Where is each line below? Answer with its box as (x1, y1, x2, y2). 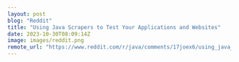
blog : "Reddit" (7, 17, 53, 24)
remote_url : (7, 43, 43, 51)
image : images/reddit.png (7, 37, 84, 44)
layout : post (7, 10, 46, 18)
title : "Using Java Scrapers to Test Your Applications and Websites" (7, 24, 221, 31)
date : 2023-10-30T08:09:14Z (7, 30, 91, 38)
